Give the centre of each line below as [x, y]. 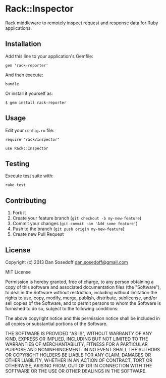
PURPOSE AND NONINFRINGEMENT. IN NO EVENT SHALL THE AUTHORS [83, 349]
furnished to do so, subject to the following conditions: [62, 309]
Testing [17, 164]
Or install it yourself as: [29, 93]
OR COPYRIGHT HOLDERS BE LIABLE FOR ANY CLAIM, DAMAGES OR [78, 355]
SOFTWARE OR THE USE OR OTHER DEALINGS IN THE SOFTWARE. [76, 371]
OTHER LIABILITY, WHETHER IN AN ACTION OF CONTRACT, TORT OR [79, 360]
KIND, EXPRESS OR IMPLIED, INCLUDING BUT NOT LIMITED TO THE [77, 339]
